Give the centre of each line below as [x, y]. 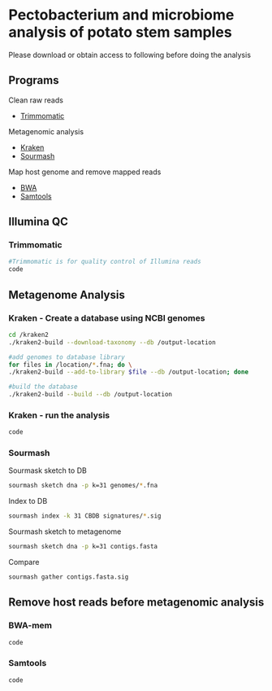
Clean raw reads [36, 100]
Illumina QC [39, 222]
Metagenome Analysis [67, 295]
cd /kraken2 [28, 335]
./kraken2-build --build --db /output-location [91, 395]
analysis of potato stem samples [121, 32]
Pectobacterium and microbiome [121, 15]
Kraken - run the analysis [59, 415]
